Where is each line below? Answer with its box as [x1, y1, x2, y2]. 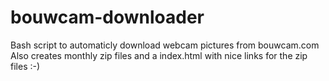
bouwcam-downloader [10, 6, 205, 29]
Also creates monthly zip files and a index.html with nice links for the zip [10, 49, 308, 61]
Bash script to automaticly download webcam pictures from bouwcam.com [10, 39, 320, 51]
